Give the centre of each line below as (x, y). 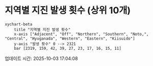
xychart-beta (19, 24)
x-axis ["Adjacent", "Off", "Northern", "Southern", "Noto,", (81, 34)
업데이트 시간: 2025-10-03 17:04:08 (41, 58)
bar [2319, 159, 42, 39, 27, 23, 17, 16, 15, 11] (68, 48)
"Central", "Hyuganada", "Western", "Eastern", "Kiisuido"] (70, 39)
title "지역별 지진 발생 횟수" (42, 29)
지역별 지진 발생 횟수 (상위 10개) (68, 10)
